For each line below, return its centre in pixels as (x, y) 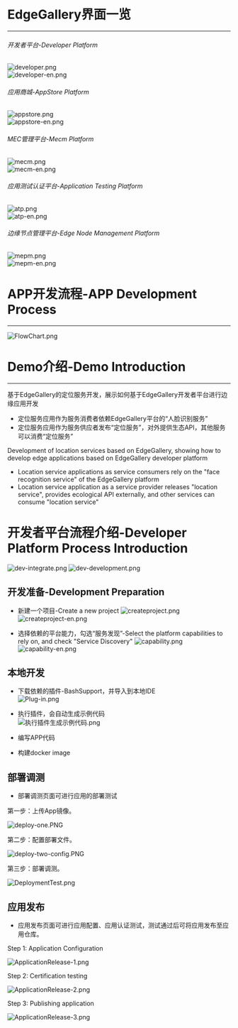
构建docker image (44, 753)
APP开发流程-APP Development (102, 294)
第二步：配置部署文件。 (41, 840)
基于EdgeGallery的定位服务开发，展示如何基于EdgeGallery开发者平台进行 (114, 394)
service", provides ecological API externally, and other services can (116, 494)
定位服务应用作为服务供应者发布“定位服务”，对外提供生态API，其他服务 (121, 427)
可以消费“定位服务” (45, 436)
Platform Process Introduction (98, 548)
